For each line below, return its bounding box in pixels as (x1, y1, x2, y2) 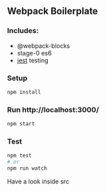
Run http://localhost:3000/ (7, 105, 99, 114)
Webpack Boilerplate (7, 5, 98, 17)
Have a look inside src (7, 177, 70, 186)
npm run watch (7, 165, 48, 172)
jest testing (16, 56, 49, 64)
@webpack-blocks (16, 41, 70, 50)
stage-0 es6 (16, 49, 52, 57)
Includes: (7, 26, 39, 36)
